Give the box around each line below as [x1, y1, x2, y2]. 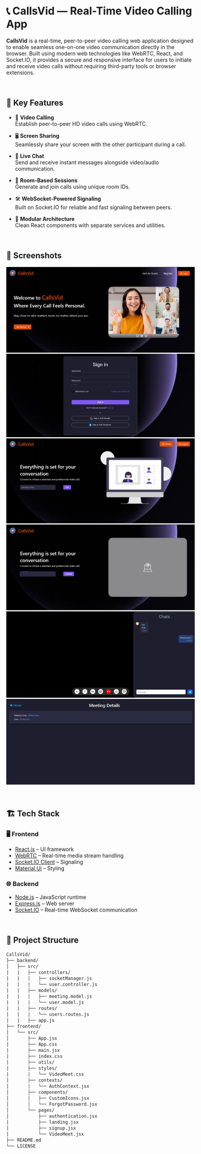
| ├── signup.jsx [6, 1125, 77, 1131]
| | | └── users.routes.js [6, 1011, 90, 1017]
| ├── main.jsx [6, 1047, 60, 1053]
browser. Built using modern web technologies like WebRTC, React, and [6, 50, 183, 57]
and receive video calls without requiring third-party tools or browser [6, 62, 176, 69]
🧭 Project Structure [6, 935, 79, 946]
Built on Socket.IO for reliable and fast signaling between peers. [14, 204, 172, 211]
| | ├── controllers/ [6, 970, 71, 976]
